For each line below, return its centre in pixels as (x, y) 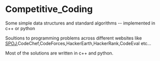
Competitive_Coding (49, 9)
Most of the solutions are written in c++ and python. (59, 53)
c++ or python (20, 28)
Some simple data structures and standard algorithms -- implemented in (80, 23)
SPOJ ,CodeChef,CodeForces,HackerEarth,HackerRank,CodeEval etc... (78, 43)
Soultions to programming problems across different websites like (74, 38)
